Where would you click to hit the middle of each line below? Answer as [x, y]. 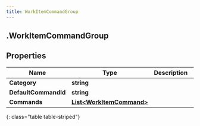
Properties [26, 56]
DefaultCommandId [37, 92]
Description [171, 73]
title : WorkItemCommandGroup [42, 12]
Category [23, 83]
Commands [26, 102]
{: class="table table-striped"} [43, 116]
